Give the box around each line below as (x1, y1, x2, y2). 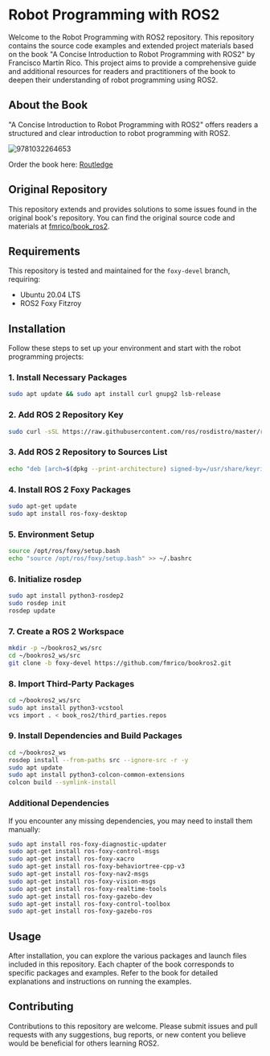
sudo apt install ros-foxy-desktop (8, 509, 128, 518)
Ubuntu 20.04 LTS (19, 290, 81, 299)
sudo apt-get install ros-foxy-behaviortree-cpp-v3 (8, 863, 185, 871)
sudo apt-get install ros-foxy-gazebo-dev (8, 892, 153, 901)
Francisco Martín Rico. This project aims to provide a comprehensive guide (8, 58, 257, 68)
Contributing (8, 1000, 74, 1013)
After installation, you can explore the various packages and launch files (8, 951, 247, 961)
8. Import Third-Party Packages (8, 678, 135, 689)
